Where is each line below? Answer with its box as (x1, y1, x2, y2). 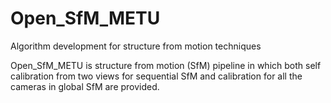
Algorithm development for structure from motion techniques (10, 40, 262, 52)
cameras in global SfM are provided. (10, 80, 160, 92)
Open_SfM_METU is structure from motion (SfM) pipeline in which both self (10, 59, 322, 71)
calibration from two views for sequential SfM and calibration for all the (10, 70, 303, 82)
